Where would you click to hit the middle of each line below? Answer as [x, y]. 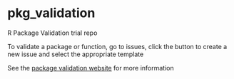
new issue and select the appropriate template [76, 54]
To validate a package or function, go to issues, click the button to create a [117, 46]
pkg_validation [51, 13]
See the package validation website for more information [91, 68]
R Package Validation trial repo [52, 33]
